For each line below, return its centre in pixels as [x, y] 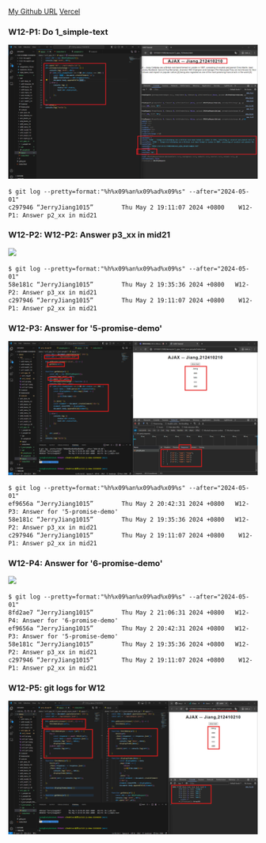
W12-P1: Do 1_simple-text [58, 32]
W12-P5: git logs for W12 [57, 688]
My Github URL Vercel [44, 11]
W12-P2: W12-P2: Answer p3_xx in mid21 [89, 235]
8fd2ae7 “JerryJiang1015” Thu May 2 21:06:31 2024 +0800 [116, 613]
